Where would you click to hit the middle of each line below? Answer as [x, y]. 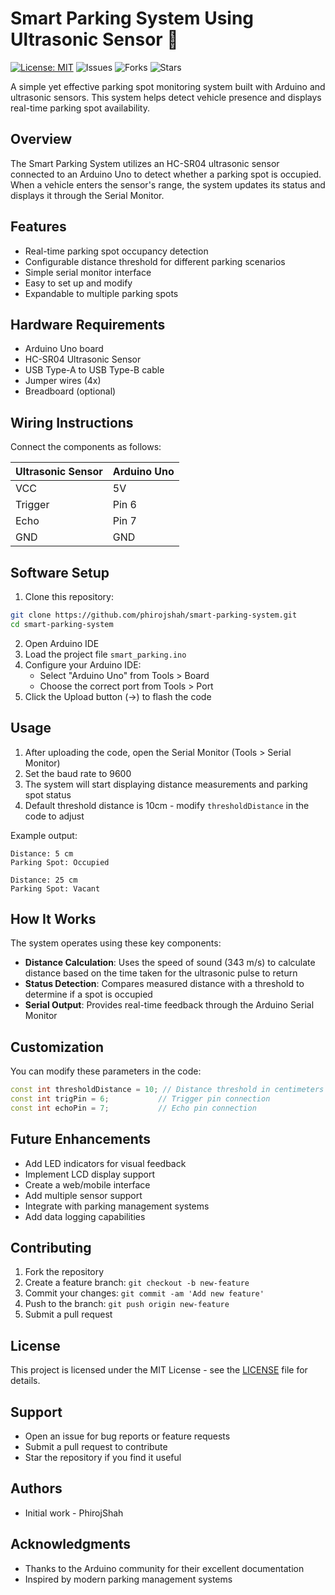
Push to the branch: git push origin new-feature [127, 1304]
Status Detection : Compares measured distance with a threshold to [164, 984]
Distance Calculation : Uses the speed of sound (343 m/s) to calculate [170, 963]
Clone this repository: [69, 596]
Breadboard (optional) [70, 391]
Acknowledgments [71, 1544]
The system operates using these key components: [116, 943]
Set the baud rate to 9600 [78, 773]
